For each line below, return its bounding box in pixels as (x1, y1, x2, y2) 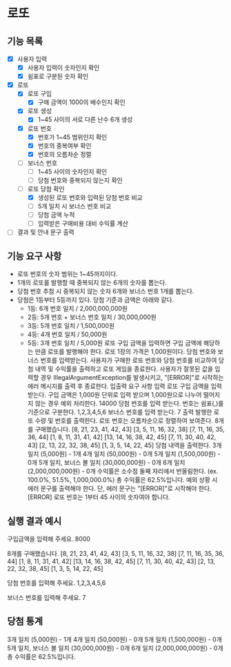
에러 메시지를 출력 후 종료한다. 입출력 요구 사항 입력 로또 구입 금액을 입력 (27, 382, 223, 390)
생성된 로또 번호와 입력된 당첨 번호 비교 (37, 193, 143, 202)
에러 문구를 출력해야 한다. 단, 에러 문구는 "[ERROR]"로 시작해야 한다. (27, 484, 212, 493)
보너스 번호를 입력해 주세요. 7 (7, 593, 86, 601)
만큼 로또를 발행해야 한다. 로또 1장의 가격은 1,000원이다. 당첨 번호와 (34, 347, 217, 356)
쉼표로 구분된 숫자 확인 (27, 72, 89, 81)
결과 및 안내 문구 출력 (17, 228, 74, 236)
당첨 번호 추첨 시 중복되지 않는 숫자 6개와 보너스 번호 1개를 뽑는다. (17, 287, 194, 296)
